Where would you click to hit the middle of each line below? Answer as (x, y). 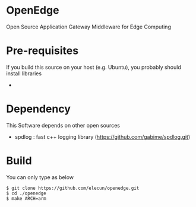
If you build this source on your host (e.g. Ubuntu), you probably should (94, 67)
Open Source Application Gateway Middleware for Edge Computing (88, 27)
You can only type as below (40, 177)
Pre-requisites (42, 51)
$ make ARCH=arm (26, 198)
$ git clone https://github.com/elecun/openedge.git (73, 188)
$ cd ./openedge (26, 193)
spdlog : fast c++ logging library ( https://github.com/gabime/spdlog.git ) (102, 136)
